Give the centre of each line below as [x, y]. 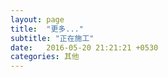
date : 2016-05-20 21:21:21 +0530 [84, 47]
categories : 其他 [45, 57]
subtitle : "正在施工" [52, 38]
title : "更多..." [47, 29]
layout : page [37, 19]
